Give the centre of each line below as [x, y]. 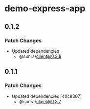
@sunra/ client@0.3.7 [40, 101]
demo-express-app [45, 9]
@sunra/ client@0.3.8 [40, 56]
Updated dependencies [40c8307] [46, 96]
